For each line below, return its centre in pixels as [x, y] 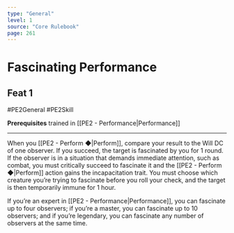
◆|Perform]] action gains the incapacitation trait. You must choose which [112, 173]
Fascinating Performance [82, 67]
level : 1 [20, 20]
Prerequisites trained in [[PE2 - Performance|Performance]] [94, 123]
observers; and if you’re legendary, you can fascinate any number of [106, 216]
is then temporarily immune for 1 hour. [62, 188]
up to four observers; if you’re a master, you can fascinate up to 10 [103, 209]
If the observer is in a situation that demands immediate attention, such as [113, 158]
